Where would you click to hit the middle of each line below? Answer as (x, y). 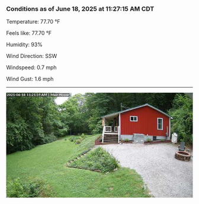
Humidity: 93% (25, 45)
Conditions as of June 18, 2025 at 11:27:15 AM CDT (80, 9)
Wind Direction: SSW (32, 56)
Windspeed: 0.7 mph (32, 67)
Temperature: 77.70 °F (33, 22)
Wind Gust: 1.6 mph (30, 79)
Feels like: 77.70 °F (29, 33)
